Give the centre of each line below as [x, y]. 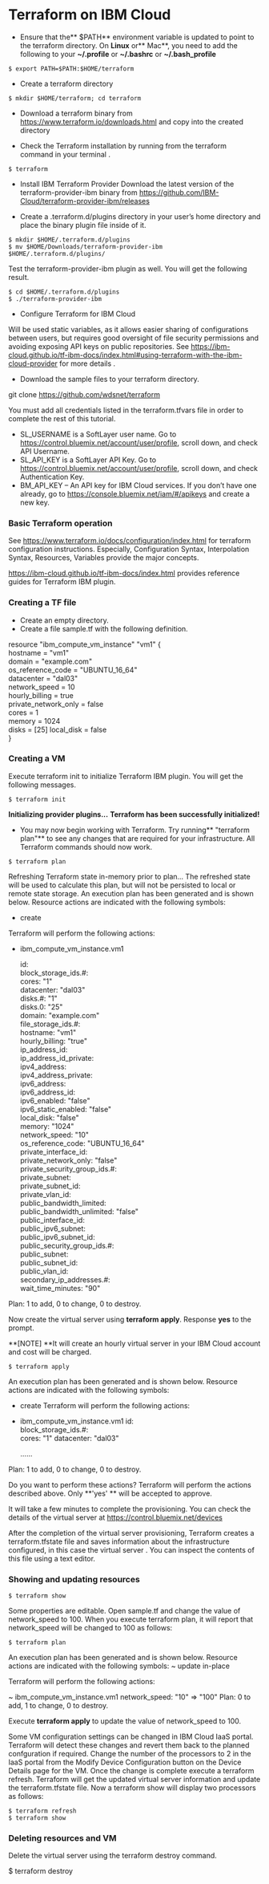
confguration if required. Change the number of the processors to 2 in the [130, 1754]
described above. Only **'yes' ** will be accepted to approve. [110, 1493]
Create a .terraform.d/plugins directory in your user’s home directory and [140, 216]
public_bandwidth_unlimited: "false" [79, 1211]
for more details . [88, 363]
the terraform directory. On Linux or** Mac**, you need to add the [128, 45]
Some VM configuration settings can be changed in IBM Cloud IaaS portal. [131, 1737]
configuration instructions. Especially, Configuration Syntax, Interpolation [129, 549]
